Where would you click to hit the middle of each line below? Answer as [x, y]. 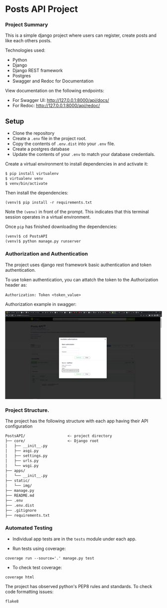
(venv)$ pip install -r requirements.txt [49, 203]
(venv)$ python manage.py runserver [43, 241]
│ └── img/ [19, 486]
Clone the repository [33, 133]
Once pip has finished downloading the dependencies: [61, 227]
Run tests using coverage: [39, 548]
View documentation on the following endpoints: [55, 91]
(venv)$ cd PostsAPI [27, 236]
